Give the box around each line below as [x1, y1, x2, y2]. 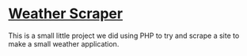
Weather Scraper [8, 5, 123, 23]
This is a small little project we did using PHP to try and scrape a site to [8, 31, 240, 40]
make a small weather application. [8, 39, 120, 48]
